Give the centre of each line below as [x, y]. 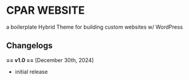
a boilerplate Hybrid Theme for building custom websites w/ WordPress [94, 27]
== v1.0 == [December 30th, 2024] [50, 60]
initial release [31, 72]
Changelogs [29, 46]
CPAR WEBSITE [46, 10]
